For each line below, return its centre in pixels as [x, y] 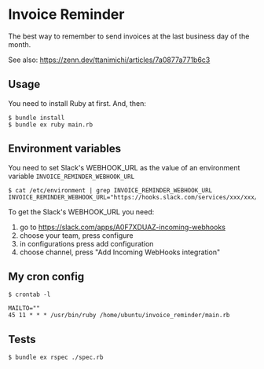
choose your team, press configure [76, 235]
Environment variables [65, 149]
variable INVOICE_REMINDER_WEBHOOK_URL [71, 176]
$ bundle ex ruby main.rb [50, 124]
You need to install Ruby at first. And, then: [77, 103]
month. [20, 44]
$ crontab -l [29, 295]
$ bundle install [37, 118]
